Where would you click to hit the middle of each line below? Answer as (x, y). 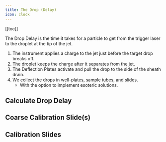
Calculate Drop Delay (39, 100)
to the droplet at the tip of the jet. (39, 43)
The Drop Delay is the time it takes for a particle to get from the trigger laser (83, 38)
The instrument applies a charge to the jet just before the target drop (83, 53)
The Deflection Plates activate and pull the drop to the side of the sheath (86, 69)
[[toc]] (12, 28)
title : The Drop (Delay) (31, 10)
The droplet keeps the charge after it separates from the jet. (74, 64)
